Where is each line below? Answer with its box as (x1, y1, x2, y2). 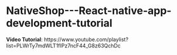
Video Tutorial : (6, 36, 43, 43)
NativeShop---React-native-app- (6, 4, 172, 18)
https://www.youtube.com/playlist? (43, 36, 129, 43)
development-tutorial (6, 16, 113, 30)
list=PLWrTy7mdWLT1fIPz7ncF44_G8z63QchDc (6, 42, 121, 49)
